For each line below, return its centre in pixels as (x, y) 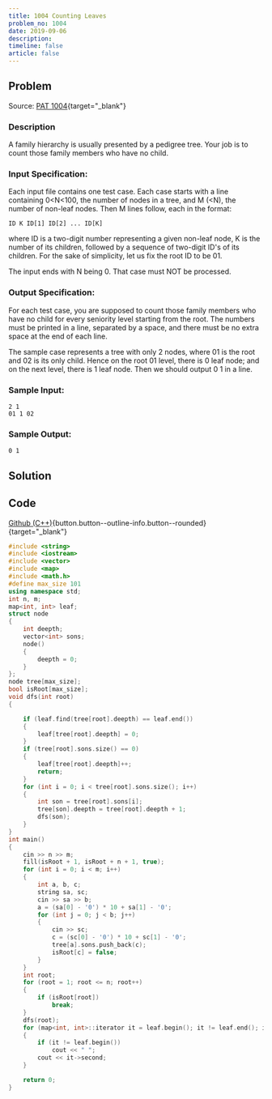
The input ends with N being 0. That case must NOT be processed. (120, 271)
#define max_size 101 (45, 584)
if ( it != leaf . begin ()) (79, 1043)
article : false (34, 53)
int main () (27, 839)
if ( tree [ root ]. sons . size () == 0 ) (81, 749)
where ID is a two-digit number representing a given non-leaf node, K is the (134, 239)
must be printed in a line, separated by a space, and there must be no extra (134, 327)
